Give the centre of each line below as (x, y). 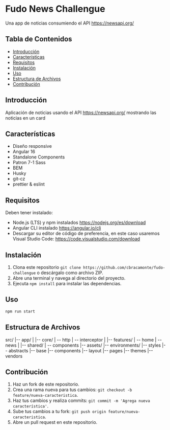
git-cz (19, 179)
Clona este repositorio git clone (47, 267)
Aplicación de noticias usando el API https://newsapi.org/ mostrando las (81, 112)
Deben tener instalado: (29, 213)
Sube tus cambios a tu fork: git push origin (59, 412)
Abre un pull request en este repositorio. (55, 422)
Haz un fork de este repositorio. (46, 384)
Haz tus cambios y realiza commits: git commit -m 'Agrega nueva (81, 401)
